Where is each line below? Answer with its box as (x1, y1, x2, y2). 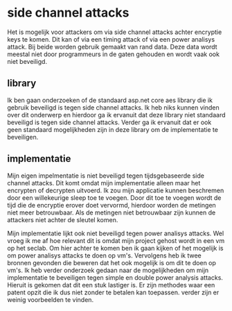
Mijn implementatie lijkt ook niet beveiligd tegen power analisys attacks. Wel (7, 229, 224, 237)
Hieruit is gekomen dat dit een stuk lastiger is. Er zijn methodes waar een (7, 280, 215, 289)
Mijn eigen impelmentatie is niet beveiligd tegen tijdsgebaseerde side (7, 171, 204, 180)
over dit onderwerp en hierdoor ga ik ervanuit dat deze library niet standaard (7, 110, 226, 119)
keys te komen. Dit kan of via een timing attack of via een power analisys (7, 35, 215, 43)
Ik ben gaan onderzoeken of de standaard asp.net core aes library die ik (7, 96, 213, 104)
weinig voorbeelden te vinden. (7, 295, 94, 303)
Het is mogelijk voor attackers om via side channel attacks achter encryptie (7, 28, 222, 36)
